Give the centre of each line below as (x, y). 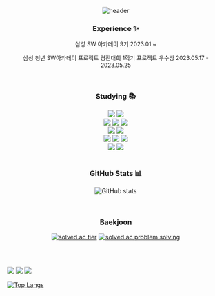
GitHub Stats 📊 (116, 173)
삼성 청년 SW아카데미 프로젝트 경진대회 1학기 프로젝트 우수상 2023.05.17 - (116, 58)
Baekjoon (116, 222)
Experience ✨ (116, 28)
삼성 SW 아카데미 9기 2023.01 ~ (116, 44)
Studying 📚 (116, 97)
